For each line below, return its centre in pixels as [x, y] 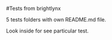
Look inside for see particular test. [47, 31]
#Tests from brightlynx [34, 8]
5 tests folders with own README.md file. [56, 19]
